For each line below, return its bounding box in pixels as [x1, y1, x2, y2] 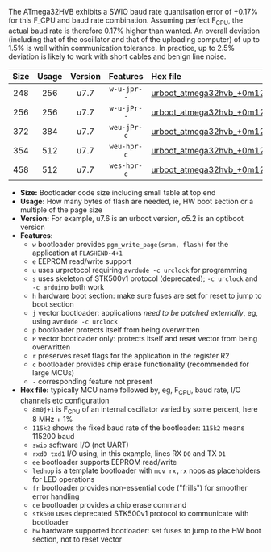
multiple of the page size [19, 205, 103, 215]
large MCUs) [31, 367, 75, 378]
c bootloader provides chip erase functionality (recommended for [31, 359, 250, 369]
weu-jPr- [109, 123, 143, 132]
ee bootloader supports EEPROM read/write [31, 458, 177, 467]
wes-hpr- [109, 161, 143, 170]
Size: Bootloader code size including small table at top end [19, 187, 216, 197]
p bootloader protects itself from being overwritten [31, 324, 200, 334]
